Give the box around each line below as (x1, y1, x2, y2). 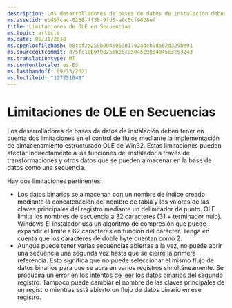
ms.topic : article (7, 29, 60, 37)
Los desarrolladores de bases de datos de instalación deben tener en (7, 127, 204, 135)
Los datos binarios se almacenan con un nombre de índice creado (17, 191, 206, 199)
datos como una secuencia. (7, 164, 86, 172)
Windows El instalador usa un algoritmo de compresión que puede (17, 220, 206, 228)
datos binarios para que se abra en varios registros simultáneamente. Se (17, 264, 224, 272)
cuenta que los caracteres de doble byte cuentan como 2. (17, 234, 182, 242)
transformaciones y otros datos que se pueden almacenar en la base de (7, 156, 212, 164)
